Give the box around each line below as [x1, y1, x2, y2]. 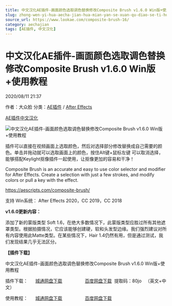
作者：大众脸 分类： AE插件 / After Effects [5, 104, 92, 110]
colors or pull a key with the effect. [5, 177, 78, 183]
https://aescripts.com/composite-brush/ [5, 187, 91, 193]
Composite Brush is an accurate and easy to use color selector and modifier [5, 166, 166, 173]
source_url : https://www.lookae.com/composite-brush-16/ [5, 17, 130, 22]
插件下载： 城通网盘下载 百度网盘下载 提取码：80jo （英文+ [5, 278, 162, 284]
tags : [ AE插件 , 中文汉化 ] [5, 27, 56, 32]
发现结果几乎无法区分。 [9, 239, 59, 245]
